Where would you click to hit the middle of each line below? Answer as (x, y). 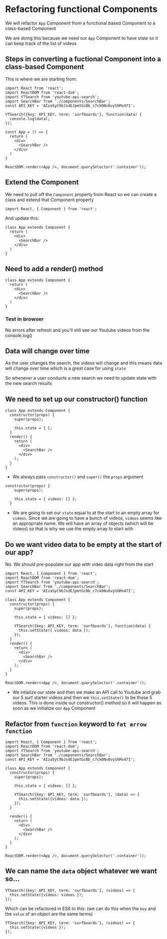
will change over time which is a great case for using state (65, 368)
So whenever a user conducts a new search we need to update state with (81, 378)
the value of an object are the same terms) (49, 913)
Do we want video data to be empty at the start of (83, 545)
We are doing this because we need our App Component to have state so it (82, 38)
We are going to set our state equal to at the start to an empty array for (86, 513)
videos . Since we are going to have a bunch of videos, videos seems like (87, 518)
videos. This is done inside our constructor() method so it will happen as (87, 703)
